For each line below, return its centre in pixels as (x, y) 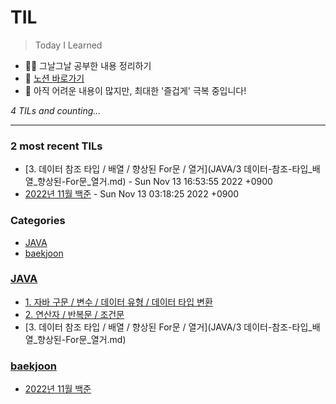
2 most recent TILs (56, 146)
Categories (38, 221)
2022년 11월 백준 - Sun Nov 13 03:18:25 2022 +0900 (132, 194)
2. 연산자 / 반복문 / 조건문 (74, 314)
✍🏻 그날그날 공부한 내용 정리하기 (88, 65)
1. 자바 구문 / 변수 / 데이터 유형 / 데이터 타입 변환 (118, 302)
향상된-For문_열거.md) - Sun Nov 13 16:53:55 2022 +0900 (155, 182)
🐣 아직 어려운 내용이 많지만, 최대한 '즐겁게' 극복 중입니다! (135, 90)
